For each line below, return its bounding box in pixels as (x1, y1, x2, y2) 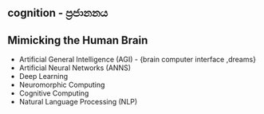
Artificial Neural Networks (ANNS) (18, 63, 132, 73)
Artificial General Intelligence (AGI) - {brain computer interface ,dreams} (18, 55, 257, 65)
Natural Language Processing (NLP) (18, 97, 138, 107)
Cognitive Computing (18, 88, 89, 98)
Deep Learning (18, 72, 69, 81)
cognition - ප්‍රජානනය (7, 6, 108, 20)
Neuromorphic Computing (18, 80, 105, 90)
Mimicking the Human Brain (7, 33, 148, 47)
